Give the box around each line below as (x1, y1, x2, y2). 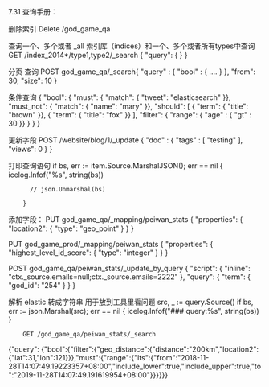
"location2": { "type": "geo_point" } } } (8, 224, 134, 233)
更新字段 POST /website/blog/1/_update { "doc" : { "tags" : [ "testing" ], (8, 135, 243, 145)
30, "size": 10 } (8, 76, 58, 85)
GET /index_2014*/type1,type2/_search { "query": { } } (8, 51, 188, 60)
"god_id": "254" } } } (8, 281, 76, 290)
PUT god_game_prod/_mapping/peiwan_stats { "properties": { (8, 240, 214, 249)
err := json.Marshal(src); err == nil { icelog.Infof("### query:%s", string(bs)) (8, 307, 259, 315)
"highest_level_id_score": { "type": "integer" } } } (8, 248, 169, 257)
